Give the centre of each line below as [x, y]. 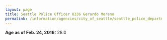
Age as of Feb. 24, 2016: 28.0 [36, 33]
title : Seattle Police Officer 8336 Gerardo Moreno [60, 14]
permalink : [16, 19]
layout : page [19, 10]
